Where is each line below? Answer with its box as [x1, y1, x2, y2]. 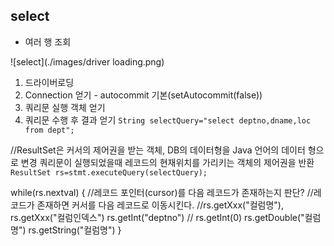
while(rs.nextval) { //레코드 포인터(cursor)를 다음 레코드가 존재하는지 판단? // [10, 186, 314, 198]
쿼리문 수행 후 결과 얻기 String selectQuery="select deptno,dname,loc [24, 114, 312, 126]
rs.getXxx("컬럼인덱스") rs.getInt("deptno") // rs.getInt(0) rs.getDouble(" [10, 211, 305, 223]
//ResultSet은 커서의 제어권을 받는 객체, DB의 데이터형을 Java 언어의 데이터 [10, 144, 306, 156]
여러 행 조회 [24, 35, 72, 48]
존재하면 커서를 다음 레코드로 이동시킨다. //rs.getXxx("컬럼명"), [36, 199, 285, 211]
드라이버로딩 [24, 76, 75, 88]
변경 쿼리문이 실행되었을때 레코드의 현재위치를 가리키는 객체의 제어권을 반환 [20, 156, 315, 168]
